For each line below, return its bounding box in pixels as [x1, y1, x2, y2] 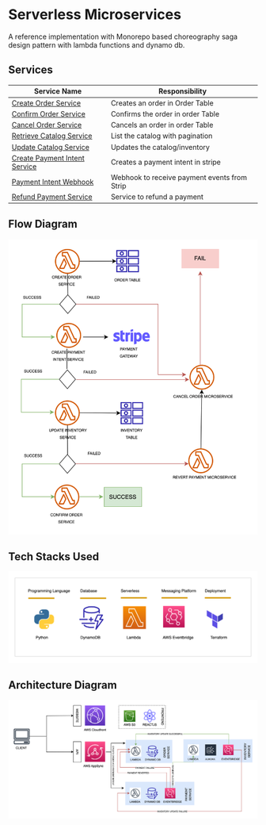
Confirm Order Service [11, 109, 85, 118]
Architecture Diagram [8, 678, 117, 692]
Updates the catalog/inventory [110, 142, 210, 152]
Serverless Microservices [8, 6, 182, 24]
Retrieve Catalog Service [11, 131, 93, 140]
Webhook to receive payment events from [110, 173, 248, 182]
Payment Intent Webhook [11, 177, 94, 186]
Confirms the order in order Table [110, 109, 220, 118]
